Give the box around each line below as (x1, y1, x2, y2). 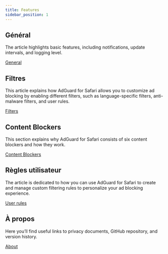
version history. (5, 233, 38, 239)
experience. (5, 190, 30, 196)
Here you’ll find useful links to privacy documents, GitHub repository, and (5, 228, 158, 234)
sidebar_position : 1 (5, 12, 49, 17)
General (5, 59, 22, 66)
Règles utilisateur (5, 166, 62, 175)
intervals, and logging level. (5, 50, 63, 56)
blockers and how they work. (5, 141, 66, 147)
